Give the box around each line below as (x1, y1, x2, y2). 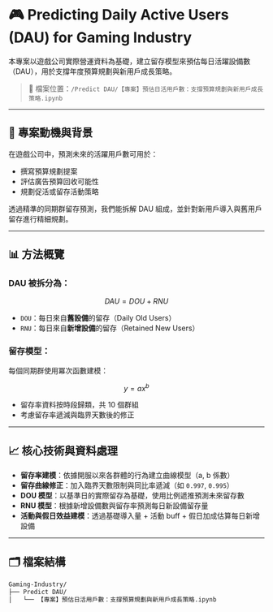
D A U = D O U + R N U (104, 296, 169, 306)
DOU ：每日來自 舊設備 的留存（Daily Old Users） (19, 313, 176, 323)
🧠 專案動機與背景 (8, 126, 93, 140)
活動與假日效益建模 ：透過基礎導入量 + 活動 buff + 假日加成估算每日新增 (19, 511, 260, 521)
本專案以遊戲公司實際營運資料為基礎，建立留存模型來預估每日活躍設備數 (8, 56, 250, 66)
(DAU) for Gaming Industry (8, 28, 193, 47)
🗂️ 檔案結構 (8, 554, 67, 568)
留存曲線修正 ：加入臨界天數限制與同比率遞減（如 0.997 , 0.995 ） (19, 481, 234, 490)
